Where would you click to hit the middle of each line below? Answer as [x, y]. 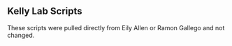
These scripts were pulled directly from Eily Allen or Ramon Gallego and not [116, 27]
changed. [21, 35]
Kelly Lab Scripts [45, 11]
